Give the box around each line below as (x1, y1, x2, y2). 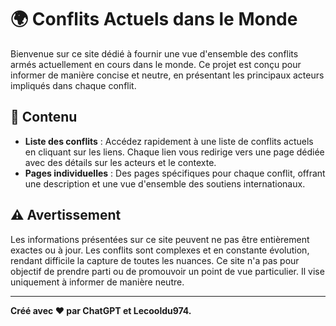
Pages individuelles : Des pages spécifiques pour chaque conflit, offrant (24, 167, 326, 179)
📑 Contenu (10, 109, 78, 126)
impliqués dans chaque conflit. (10, 79, 137, 91)
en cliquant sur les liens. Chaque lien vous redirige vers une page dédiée (24, 146, 325, 158)
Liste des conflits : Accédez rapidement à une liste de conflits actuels (24, 135, 314, 147)
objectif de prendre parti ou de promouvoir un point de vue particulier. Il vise (10, 265, 325, 277)
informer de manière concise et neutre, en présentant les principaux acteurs (10, 69, 325, 81)
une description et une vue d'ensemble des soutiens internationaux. (24, 177, 306, 190)
